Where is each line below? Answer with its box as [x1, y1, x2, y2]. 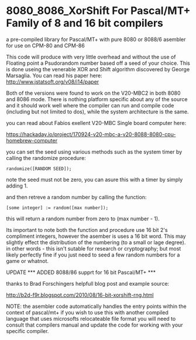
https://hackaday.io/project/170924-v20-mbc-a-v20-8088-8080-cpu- [6, 130, 176, 138]
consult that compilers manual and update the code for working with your [6, 321, 183, 328]
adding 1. [6, 182, 28, 189]
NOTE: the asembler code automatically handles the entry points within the [6, 303, 187, 310]
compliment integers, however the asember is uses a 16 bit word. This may [6, 233, 186, 240]
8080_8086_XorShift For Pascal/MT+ [6, 4, 191, 18]
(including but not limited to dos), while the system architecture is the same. [6, 108, 189, 115]
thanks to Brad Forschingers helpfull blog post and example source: [6, 280, 170, 287]
